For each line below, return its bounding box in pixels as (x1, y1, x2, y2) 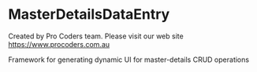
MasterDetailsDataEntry (8, 5, 170, 23)
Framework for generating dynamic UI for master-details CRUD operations (8, 55, 250, 64)
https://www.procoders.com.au (8, 39, 110, 49)
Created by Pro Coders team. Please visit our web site (8, 31, 184, 41)
